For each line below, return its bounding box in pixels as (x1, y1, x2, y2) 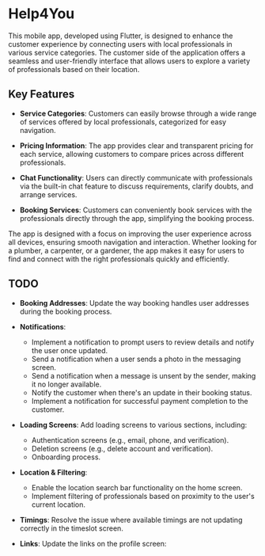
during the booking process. (19, 307, 112, 316)
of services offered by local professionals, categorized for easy (19, 116, 227, 127)
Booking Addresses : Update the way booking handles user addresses (19, 298, 249, 307)
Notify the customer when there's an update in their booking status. (31, 387, 252, 397)
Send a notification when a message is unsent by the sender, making (31, 371, 256, 380)
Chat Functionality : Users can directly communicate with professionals (19, 173, 253, 182)
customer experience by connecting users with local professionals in (8, 39, 233, 48)
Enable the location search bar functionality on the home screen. (31, 482, 243, 492)
